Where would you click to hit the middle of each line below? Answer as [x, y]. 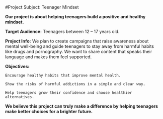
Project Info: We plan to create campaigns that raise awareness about [77, 41]
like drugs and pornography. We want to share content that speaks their [79, 52]
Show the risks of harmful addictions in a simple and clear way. [75, 84]
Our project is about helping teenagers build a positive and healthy [75, 17]
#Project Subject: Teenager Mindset [42, 7]
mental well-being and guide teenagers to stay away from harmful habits [80, 46]
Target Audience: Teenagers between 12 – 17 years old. [62, 31]
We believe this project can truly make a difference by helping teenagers [81, 106]
